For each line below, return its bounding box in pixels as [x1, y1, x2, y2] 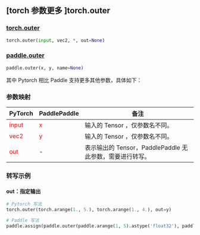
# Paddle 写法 [6, 217, 40, 223]
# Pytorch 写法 [6, 201, 42, 207]
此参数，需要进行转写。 [85, 152, 151, 161]
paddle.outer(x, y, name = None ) [6, 65, 84, 71]
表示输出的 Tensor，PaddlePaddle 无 [85, 143, 188, 152]
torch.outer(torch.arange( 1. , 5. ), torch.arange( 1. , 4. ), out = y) [6, 207, 171, 213]
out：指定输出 [6, 187, 41, 195]
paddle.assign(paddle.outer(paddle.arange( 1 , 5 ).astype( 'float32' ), [6, 223, 180, 229]
